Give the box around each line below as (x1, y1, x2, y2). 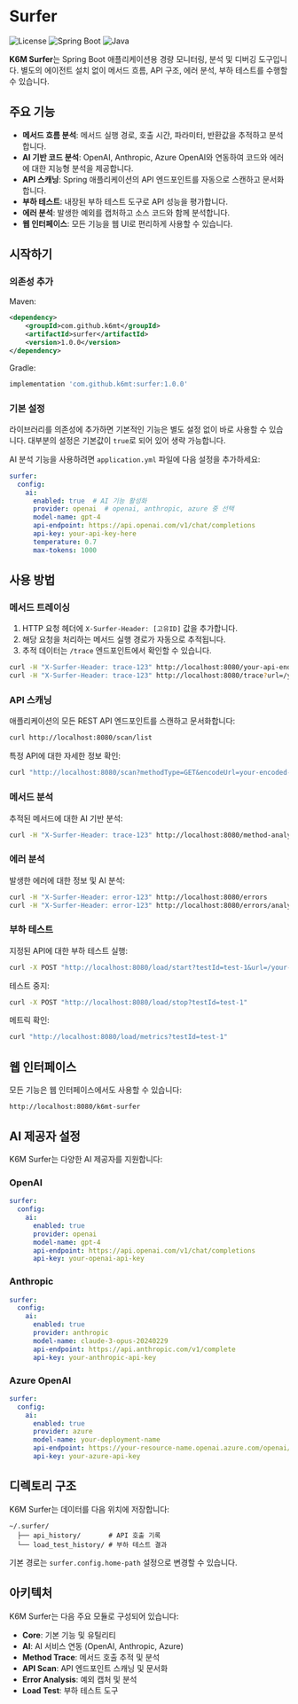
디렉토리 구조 (9, 1479, 77, 1494)
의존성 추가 (9, 276, 54, 288)
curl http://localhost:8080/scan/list (9, 733, 153, 742)
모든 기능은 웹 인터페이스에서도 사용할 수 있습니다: (9, 1084, 183, 1096)
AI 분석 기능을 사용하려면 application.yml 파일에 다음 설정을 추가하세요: (9, 454, 261, 465)
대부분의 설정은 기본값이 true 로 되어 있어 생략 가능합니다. (27, 434, 226, 445)
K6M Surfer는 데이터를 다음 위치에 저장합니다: (9, 1504, 170, 1514)
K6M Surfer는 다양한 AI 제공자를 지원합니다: (9, 1153, 163, 1164)
